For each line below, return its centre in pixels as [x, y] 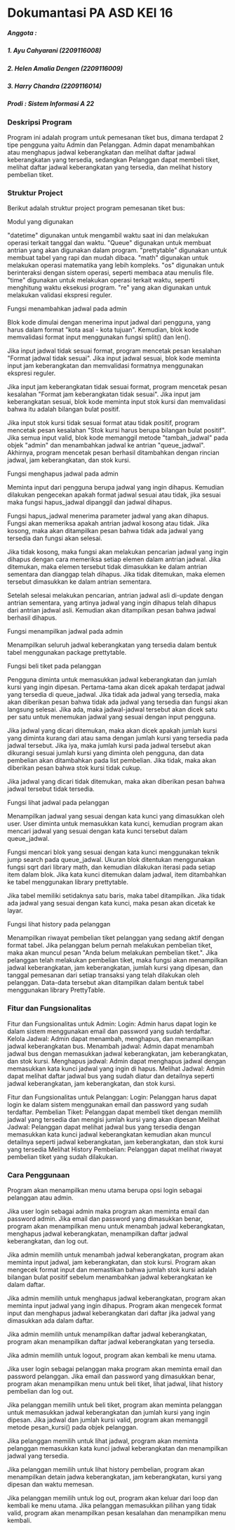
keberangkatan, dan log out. [48, 1241]
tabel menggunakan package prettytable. [67, 653]
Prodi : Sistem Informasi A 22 [51, 104]
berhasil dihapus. [32, 618]
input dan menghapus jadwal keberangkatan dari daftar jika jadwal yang [111, 1313]
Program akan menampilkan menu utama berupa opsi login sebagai [105, 1190]
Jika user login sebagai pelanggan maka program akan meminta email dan [115, 1368]
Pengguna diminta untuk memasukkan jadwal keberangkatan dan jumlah [112, 680]
